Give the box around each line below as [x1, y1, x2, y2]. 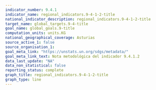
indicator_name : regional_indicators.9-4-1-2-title [5, 12, 115, 17]
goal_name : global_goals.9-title [5, 26, 75, 31]
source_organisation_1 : [5, 44, 55, 49]
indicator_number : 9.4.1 [5, 7, 57, 12]
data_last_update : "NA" [5, 58, 55, 63]
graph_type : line [5, 77, 41, 82]
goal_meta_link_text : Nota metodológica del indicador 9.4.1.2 [5, 53, 140, 59]
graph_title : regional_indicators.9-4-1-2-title [5, 72, 108, 77]
